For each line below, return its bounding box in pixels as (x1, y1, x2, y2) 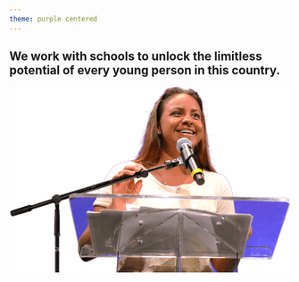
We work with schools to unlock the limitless (9, 49, 262, 64)
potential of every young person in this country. (9, 63, 281, 78)
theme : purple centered (9, 14, 98, 23)
